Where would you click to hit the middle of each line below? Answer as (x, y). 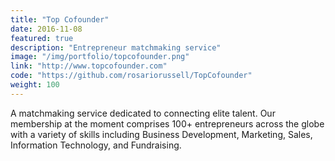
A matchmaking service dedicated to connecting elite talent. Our (143, 113)
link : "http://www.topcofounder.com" (89, 66)
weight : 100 (35, 85)
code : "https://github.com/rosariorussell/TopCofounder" (131, 76)
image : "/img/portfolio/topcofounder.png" (100, 57)
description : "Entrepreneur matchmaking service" (116, 47)
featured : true (42, 38)
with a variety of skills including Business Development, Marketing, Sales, (161, 134)
